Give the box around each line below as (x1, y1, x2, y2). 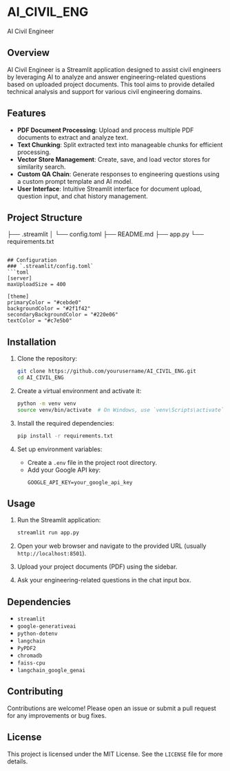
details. (7, 757, 28, 765)
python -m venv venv (17, 400, 76, 407)
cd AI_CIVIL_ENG (17, 374, 64, 381)
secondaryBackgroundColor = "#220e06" (7, 312, 118, 318)
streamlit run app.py (17, 529, 79, 536)
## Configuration (7, 257, 57, 264)
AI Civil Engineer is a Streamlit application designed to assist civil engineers (7, 65, 222, 73)
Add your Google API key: (27, 466, 101, 474)
